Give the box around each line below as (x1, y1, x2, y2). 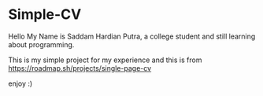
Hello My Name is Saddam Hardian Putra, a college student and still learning (8, 31, 256, 41)
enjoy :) (8, 79, 33, 88)
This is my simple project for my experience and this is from (8, 55, 202, 65)
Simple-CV (8, 6, 82, 24)
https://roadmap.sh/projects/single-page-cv (8, 63, 152, 72)
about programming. (8, 39, 75, 49)
